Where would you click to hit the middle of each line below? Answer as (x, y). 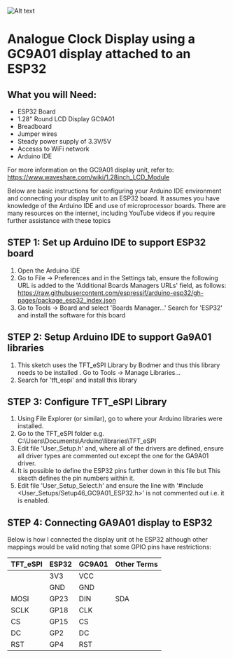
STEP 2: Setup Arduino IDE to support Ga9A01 (110, 337)
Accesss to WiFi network (53, 149)
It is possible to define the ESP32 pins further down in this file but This (119, 471)
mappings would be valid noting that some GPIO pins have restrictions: (110, 547)
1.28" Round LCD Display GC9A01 (66, 119)
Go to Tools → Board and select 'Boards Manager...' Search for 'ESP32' (120, 308)
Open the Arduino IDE (49, 270)
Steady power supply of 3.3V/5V (64, 141)
